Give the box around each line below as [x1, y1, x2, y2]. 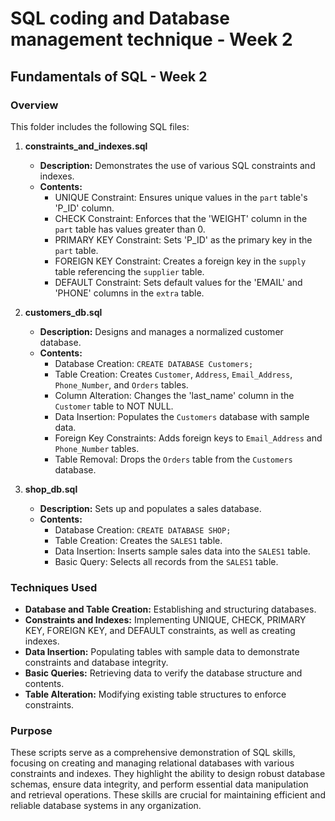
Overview [10, 98, 59, 112]
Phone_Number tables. [54, 442, 140, 454]
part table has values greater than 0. [54, 223, 206, 235]
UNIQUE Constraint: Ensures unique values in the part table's [54, 191, 308, 203]
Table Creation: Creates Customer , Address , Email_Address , [54, 368, 293, 380]
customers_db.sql [24, 306, 103, 318]
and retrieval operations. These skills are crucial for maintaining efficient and [10, 789, 326, 801]
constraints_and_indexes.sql [24, 140, 148, 152]
